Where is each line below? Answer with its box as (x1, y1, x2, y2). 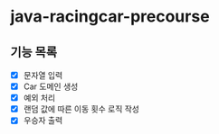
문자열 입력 (23, 70, 63, 80)
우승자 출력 (23, 115, 63, 126)
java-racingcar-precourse (10, 6, 211, 27)
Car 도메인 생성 (23, 81, 79, 92)
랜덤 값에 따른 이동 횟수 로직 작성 (23, 103, 139, 114)
